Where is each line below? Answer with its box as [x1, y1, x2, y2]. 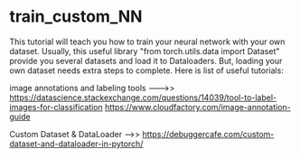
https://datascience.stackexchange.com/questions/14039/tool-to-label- [9, 92, 277, 103]
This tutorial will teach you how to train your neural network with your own [9, 36, 286, 47]
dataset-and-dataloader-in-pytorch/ [9, 138, 144, 149]
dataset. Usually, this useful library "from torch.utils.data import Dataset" [9, 45, 280, 56]
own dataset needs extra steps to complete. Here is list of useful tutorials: [9, 65, 285, 76]
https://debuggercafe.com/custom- [142, 128, 275, 139]
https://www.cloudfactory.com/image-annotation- [104, 101, 291, 112]
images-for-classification [9, 101, 104, 112]
